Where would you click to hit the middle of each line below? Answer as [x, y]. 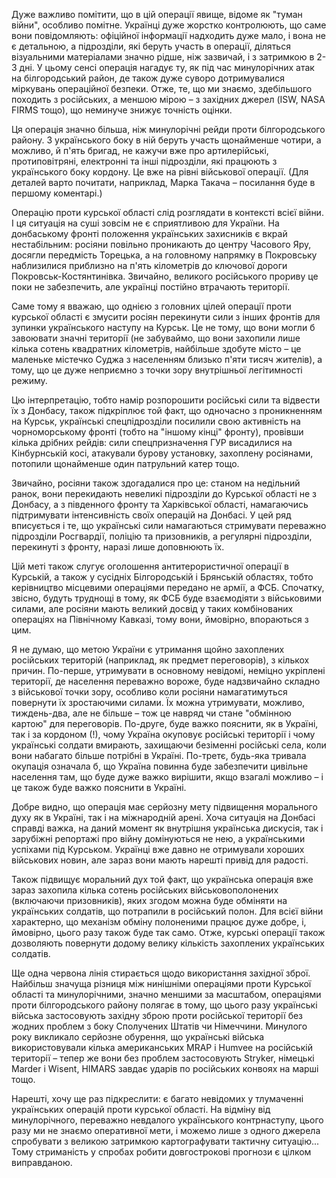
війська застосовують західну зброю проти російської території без [157, 1015]
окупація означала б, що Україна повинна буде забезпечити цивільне [160, 766]
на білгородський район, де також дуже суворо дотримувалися [148, 78]
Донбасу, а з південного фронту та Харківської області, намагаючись [160, 504]
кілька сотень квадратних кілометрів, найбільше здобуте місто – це [156, 348]
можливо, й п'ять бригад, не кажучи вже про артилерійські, [140, 150]
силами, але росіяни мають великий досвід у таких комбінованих [152, 608]
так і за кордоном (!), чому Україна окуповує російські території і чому [163, 734]
